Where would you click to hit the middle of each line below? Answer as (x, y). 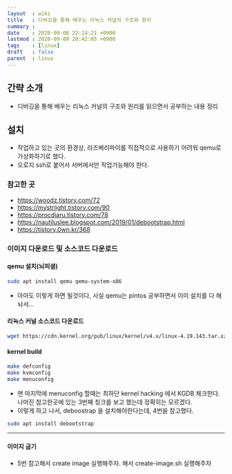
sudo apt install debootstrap (51, 424)
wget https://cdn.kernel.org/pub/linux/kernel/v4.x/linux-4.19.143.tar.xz (117, 336)
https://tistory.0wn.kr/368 (54, 229)
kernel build (25, 352)
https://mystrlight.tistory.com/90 (64, 207)
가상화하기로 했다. (41, 157)
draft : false (30, 52)
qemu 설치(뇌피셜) (32, 266)
